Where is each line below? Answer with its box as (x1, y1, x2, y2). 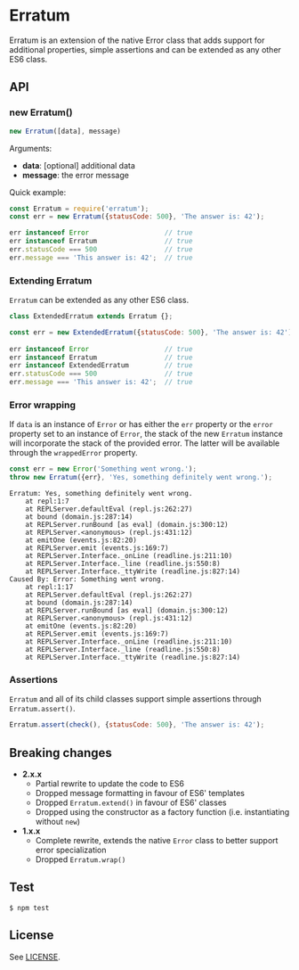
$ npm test (9, 903, 50, 912)
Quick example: (9, 186, 67, 197)
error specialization (35, 844, 107, 856)
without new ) (35, 817, 81, 827)
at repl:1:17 (25, 583, 74, 592)
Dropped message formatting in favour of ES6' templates (35, 788, 245, 799)
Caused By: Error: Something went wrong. (9, 575, 166, 584)
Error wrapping (9, 399, 76, 411)
